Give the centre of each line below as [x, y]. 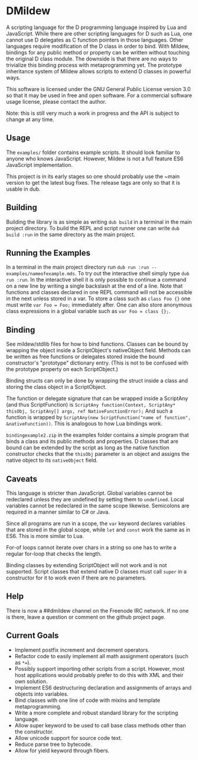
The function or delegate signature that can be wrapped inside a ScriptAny [97, 398]
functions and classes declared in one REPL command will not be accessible [99, 292]
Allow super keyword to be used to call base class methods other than [100, 725]
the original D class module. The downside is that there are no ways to [92, 59]
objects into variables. [42, 694]
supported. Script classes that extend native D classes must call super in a [97, 571]
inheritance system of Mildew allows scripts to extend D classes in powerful [98, 71]
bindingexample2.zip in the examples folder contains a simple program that [98, 435]
